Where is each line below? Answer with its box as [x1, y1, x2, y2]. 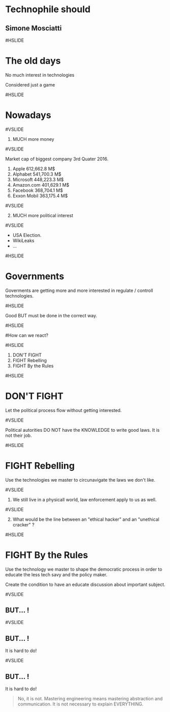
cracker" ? [12, 521, 35, 527]
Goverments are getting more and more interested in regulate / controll [5, 287, 153, 293]
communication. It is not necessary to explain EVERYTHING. [17, 701, 144, 707]
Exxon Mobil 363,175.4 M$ [12, 192, 68, 199]
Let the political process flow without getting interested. [5, 407, 122, 413]
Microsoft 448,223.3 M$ [12, 176, 64, 183]
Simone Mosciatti [5, 24, 62, 33]
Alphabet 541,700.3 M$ [12, 171, 62, 177]
